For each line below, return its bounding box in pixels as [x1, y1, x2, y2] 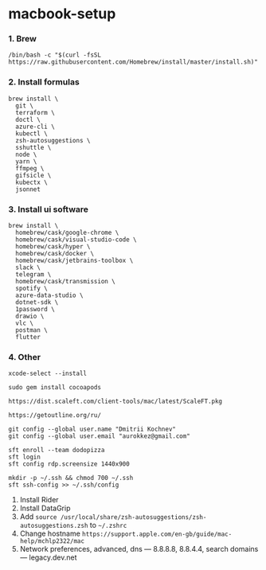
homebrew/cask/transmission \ [15, 278, 115, 286]
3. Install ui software [8, 204, 89, 215]
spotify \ [15, 284, 48, 293]
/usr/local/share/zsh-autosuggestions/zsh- [60, 513, 207, 521]
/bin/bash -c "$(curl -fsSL [8, 51, 102, 60]
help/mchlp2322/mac [19, 537, 85, 545]
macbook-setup [8, 5, 116, 23]
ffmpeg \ [15, 164, 45, 172]
